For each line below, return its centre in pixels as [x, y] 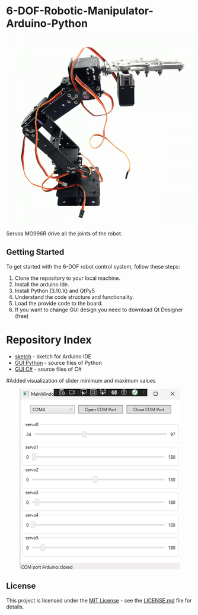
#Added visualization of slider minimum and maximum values [81, 380]
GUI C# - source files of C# [48, 369]
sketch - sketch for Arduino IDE [53, 356]
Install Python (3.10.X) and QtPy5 [55, 291]
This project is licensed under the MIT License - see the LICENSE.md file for [99, 600]
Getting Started [35, 252]
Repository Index [49, 340]
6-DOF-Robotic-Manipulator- [80, 11]
